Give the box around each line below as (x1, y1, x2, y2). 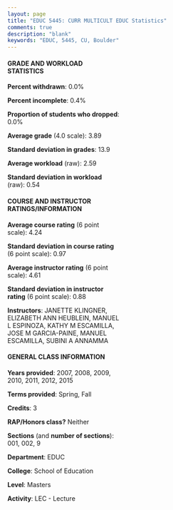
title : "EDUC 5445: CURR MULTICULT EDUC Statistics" (7, 17, 167, 24)
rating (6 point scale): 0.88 (7, 292, 87, 300)
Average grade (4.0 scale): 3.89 (7, 131, 102, 140)
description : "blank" (7, 30, 72, 38)
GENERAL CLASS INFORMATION (7, 352, 105, 361)
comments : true (7, 24, 53, 31)
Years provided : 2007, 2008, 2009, (7, 368, 111, 377)
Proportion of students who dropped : (7, 110, 120, 118)
